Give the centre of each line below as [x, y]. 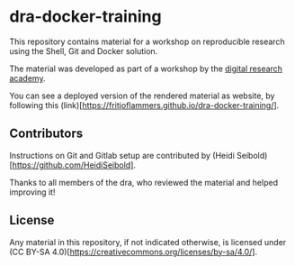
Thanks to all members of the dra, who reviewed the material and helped [144, 182]
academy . [27, 78]
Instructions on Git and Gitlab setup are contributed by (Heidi [122, 155]
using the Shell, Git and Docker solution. [84, 50]
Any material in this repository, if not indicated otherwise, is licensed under [148, 242]
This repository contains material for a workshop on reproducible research [147, 41]
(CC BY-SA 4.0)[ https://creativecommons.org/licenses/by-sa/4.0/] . [134, 252]
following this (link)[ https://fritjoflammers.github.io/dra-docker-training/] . [144, 105]
